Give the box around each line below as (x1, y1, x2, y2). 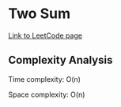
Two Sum (8, 5, 71, 23)
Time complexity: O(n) (8, 74, 81, 83)
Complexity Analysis (8, 53, 113, 67)
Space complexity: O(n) (8, 90, 85, 99)
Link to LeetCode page (8, 31, 83, 40)
